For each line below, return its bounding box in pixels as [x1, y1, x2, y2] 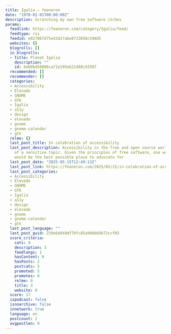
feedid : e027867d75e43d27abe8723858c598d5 [10, 36, 101, 41]
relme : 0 [14, 278, 33, 283]
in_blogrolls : [10, 50, 40, 55]
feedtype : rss [10, 31, 40, 36]
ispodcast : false [10, 297, 47, 302]
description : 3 [14, 245, 47, 250]
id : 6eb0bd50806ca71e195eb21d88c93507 [14, 64, 97, 69]
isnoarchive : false [10, 302, 51, 307]
